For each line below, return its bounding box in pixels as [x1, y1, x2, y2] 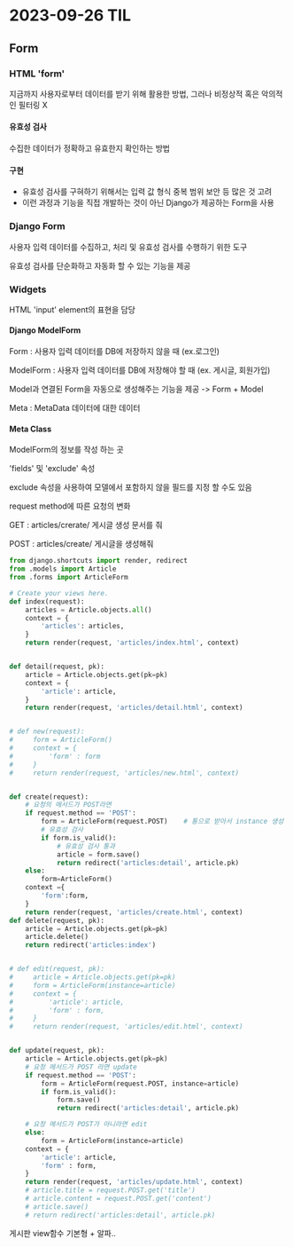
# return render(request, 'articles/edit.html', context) [9, 1022, 243, 1031]
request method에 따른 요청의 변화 [9, 501, 131, 511]
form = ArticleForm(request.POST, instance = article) [41, 1079, 240, 1088]
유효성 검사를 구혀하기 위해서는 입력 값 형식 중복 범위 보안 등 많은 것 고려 [21, 186, 273, 197]
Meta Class [9, 423, 51, 434]
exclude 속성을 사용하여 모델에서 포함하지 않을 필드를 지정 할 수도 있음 [9, 482, 252, 493]
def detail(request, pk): [9, 662, 104, 671]
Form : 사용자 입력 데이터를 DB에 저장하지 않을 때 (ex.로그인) [9, 346, 220, 357]
